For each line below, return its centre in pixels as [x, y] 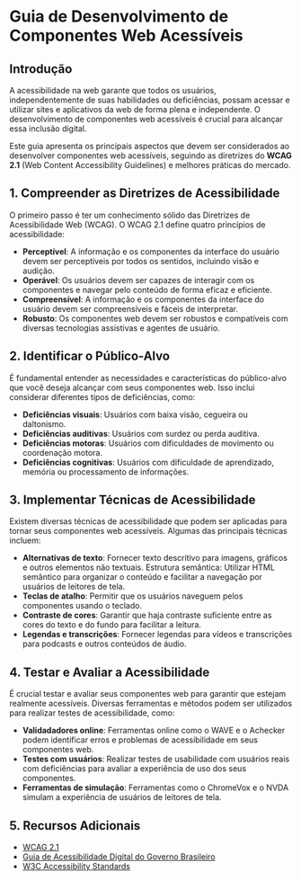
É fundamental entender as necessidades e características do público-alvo [148, 378]
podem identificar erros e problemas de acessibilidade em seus [140, 740]
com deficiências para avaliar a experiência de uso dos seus [134, 769]
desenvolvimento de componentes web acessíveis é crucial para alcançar [146, 119]
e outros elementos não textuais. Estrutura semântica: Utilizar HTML [149, 567]
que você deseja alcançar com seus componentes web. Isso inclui [132, 387]
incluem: [25, 540]
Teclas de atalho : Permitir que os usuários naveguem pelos [133, 596]
